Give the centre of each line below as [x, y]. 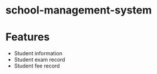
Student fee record [37, 66]
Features [28, 37]
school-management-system [79, 10]
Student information [38, 53]
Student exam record [39, 60]
